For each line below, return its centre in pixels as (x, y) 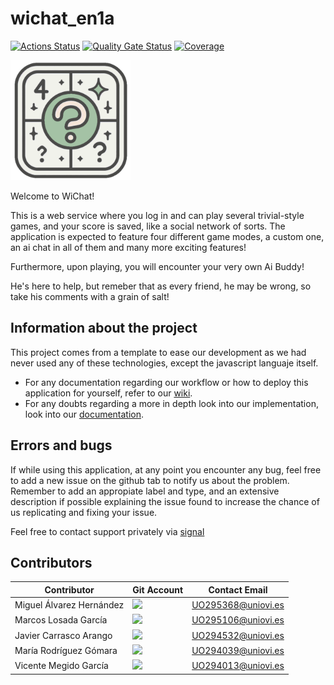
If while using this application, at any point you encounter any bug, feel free (166, 469)
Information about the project (104, 328)
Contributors (51, 562)
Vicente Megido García (61, 666)
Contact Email (238, 589)
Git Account (158, 589)
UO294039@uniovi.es (238, 650)
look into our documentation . (84, 414)
